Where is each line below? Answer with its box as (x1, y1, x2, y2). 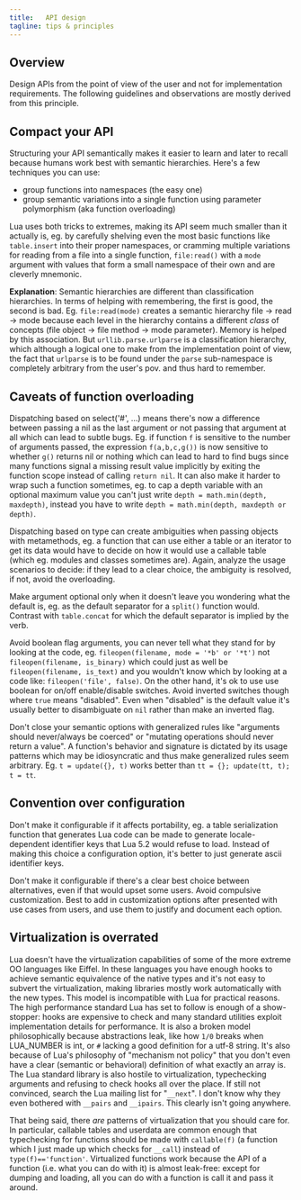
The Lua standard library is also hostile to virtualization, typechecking (9, 1069, 267, 1079)
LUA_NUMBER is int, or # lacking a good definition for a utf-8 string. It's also (9, 1040, 290, 1051)
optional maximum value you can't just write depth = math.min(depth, (9, 489, 268, 500)
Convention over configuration (9, 796, 186, 811)
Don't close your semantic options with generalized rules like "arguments (9, 721, 280, 732)
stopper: (9, 1011, 40, 1022)
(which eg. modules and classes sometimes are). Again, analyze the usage (9, 555, 286, 565)
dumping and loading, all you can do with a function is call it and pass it (9, 1172, 274, 1183)
